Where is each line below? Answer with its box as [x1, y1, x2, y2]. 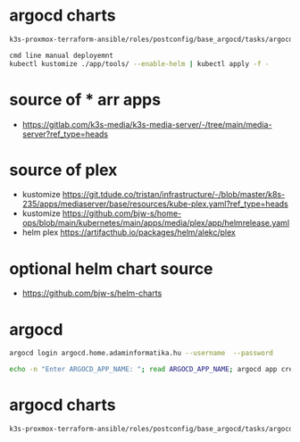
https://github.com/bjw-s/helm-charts [21, 288, 162, 299]
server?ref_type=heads [21, 129, 109, 139]
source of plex [9, 160, 118, 179]
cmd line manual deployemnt [9, 51, 114, 60]
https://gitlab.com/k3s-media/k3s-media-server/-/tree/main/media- [21, 119, 272, 129]
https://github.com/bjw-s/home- [62, 208, 182, 219]
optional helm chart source [9, 258, 213, 279]
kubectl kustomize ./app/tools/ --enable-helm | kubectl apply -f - [9, 59, 270, 68]
